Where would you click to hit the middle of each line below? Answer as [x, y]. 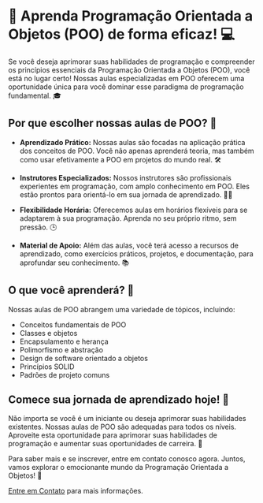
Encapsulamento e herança [64, 341]
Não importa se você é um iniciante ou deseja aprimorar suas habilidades [127, 419]
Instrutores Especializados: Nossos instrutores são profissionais [126, 177]
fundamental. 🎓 [35, 95]
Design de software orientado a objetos [83, 358]
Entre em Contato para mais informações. [76, 491]
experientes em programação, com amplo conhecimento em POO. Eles [135, 186]
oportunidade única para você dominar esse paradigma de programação [126, 87]
